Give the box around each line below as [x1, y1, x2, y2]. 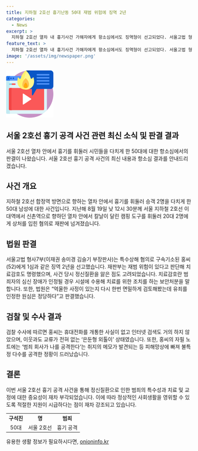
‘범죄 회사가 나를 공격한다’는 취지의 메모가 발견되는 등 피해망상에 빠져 [21, 343, 180, 350]
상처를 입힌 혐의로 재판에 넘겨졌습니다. [12, 220, 101, 227]
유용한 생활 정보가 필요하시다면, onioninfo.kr [6, 438, 109, 445]
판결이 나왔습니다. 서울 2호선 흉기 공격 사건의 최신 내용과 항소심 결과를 [6, 155, 168, 162]
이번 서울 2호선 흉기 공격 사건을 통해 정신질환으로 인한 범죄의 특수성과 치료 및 [6, 386, 184, 393]
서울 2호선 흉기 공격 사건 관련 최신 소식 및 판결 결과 [6, 130, 179, 141]
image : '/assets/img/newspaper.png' [6, 53, 96, 59]
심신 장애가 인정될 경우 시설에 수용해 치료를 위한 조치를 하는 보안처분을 [21, 278, 184, 285]
